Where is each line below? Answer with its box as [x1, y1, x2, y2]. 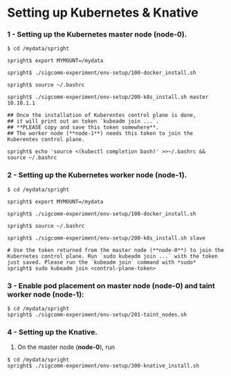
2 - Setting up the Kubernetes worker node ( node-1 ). [7, 170, 187, 180]
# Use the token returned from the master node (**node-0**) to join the [7, 247, 225, 253]
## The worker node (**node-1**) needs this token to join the [7, 130, 194, 137]
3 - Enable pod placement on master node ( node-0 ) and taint [7, 280, 216, 290]
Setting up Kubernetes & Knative [7, 5, 198, 21]
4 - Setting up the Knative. [7, 328, 98, 337]
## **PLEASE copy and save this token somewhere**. [7, 124, 159, 131]
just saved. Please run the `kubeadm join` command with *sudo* [7, 258, 196, 266]
